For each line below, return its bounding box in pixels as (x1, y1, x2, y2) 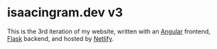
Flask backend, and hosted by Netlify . (7, 34, 114, 42)
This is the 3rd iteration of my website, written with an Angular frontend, (7, 27, 211, 35)
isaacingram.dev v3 (7, 5, 124, 20)
